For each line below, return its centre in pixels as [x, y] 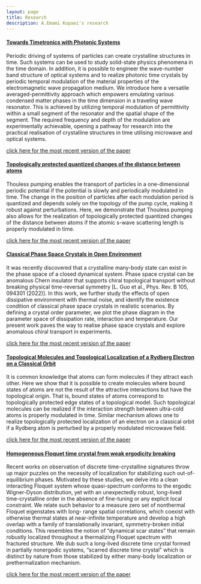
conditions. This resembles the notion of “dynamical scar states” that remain [100, 531]
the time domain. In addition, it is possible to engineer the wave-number [95, 68]
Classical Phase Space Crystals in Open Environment [74, 254]
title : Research [26, 17]
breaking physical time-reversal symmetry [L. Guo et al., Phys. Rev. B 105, [97, 287]
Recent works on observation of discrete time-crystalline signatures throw [98, 467]
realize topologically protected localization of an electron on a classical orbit [100, 421]
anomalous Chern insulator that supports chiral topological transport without [101, 280]
